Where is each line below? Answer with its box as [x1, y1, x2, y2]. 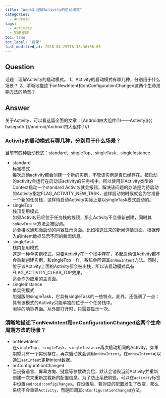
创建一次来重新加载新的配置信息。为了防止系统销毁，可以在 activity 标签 [12, 374, 161, 381]
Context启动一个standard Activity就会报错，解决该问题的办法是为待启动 [12, 184, 159, 190]
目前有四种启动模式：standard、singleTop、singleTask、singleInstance [5, 150, 150, 156]
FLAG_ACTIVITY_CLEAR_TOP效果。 [12, 269, 85, 275]
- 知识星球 [9, 30, 29, 35]
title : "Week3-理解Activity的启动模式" [5, 7, 82, 12]
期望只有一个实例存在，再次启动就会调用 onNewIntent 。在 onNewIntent [12, 350, 153, 356]
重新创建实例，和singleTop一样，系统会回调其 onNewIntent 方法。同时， [16, 257, 161, 263]
